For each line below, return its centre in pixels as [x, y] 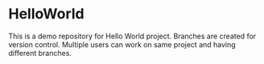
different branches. [40, 53]
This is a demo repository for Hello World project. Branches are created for [132, 36]
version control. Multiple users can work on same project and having [122, 44]
